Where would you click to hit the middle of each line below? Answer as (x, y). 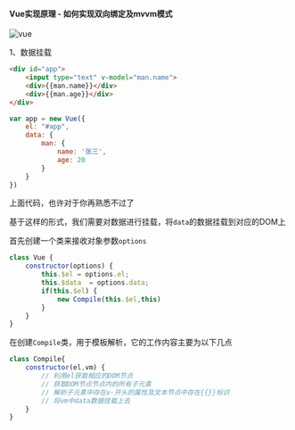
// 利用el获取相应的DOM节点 (87, 376)
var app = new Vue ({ (48, 119)
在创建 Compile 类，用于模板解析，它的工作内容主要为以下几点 (121, 343)
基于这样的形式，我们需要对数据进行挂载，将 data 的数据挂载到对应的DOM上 (148, 222)
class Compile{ (37, 360)
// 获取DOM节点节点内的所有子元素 (96, 384)
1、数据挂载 (30, 53)
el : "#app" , (47, 127)
